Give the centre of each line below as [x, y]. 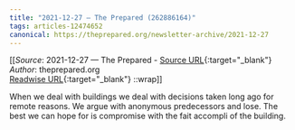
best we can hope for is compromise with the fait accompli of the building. [148, 116]
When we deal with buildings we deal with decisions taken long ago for [142, 97]
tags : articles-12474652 [56, 26]
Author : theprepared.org [55, 70]
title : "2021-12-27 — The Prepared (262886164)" [103, 18]
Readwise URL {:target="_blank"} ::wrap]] [86, 79]
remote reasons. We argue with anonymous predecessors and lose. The [144, 107]
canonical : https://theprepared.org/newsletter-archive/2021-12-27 [139, 34]
